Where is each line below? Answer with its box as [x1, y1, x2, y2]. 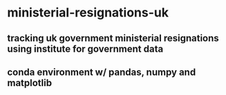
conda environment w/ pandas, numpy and [7, 66, 196, 78]
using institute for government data [7, 43, 164, 54]
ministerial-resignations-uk [7, 5, 169, 21]
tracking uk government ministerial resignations [7, 32, 219, 44]
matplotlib [7, 77, 53, 89]
